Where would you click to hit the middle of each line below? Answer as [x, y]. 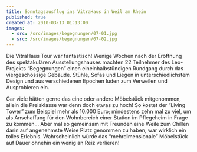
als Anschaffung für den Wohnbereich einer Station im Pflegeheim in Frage [97, 118]
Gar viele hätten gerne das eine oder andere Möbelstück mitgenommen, [94, 99]
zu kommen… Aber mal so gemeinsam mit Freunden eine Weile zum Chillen [98, 124]
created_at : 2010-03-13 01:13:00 [47, 22]
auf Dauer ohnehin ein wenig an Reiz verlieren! [63, 143]
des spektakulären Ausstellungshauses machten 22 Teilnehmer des [88, 62]
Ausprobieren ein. [28, 87]
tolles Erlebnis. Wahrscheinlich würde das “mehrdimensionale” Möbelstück [97, 136]
